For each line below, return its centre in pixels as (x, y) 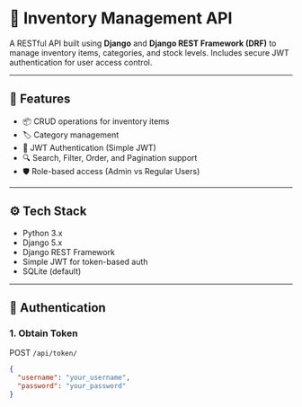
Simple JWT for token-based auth (85, 261)
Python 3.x (42, 233)
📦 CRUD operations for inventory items (96, 121)
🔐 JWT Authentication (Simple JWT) (89, 147)
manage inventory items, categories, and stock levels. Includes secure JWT (149, 52)
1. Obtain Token (44, 333)
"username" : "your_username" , (74, 378)
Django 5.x (42, 243)
